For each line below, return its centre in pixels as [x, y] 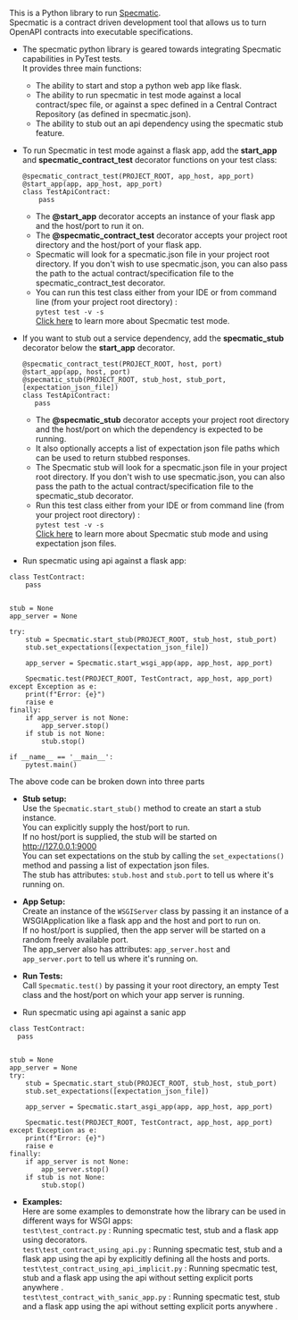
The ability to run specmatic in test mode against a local [138, 95]
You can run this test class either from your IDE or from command [156, 292]
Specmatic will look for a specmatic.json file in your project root [153, 254]
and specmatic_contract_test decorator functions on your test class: [149, 160]
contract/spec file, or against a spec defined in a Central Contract [156, 105]
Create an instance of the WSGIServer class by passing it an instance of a [155, 911]
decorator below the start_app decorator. [99, 347]
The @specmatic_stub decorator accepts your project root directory [162, 420]
